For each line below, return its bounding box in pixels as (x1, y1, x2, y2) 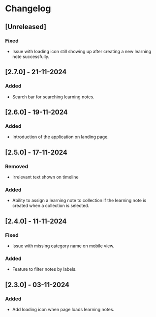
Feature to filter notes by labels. (12, 266, 77, 272)
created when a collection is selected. (12, 202, 90, 209)
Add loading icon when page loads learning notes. (12, 306, 115, 312)
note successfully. (12, 54, 50, 59)
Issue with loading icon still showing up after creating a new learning (12, 48, 152, 54)
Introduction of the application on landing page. (12, 134, 109, 140)
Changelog (5, 3, 51, 14)
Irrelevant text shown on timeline (12, 174, 79, 180)
